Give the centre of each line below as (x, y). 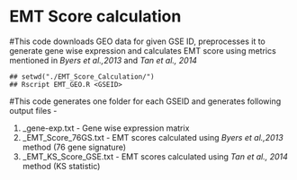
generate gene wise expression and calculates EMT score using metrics (143, 50)
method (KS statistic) (61, 166)
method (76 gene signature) (74, 147)
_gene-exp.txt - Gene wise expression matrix (106, 128)
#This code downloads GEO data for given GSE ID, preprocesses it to (137, 41)
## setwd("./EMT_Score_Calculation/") (82, 77)
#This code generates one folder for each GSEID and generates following (145, 101)
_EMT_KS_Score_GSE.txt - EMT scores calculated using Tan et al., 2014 (155, 156)
